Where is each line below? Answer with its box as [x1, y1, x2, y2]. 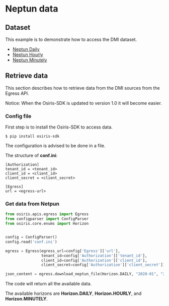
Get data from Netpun [5, 200, 59, 207]
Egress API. [5, 90, 29, 96]
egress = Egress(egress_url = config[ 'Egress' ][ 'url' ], [5, 248, 121, 254]
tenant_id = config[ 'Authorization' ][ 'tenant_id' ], [41, 253, 147, 258]
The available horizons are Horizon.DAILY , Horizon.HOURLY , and [5, 290, 142, 296]
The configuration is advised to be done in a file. [5, 143, 106, 149]
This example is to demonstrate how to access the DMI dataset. [5, 36, 137, 42]
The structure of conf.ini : [5, 152, 58, 159]
